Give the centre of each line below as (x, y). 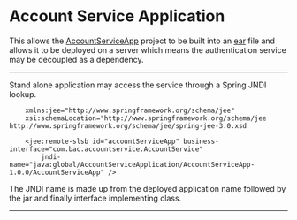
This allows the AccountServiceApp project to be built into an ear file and (142, 41)
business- (201, 141)
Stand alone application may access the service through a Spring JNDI (138, 85)
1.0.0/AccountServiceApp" (57, 172)
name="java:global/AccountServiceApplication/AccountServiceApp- (132, 164)
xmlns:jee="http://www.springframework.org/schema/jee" (130, 110)
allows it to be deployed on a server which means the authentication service (148, 49)
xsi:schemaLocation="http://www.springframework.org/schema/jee (146, 118)
